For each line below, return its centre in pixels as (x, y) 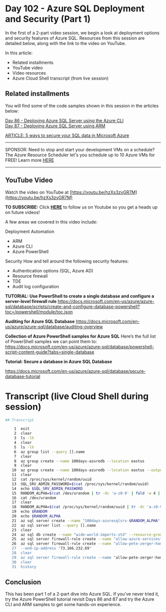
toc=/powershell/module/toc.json (39, 311)
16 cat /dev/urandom (34, 498)
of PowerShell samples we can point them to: (51, 341)
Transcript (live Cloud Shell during (77, 396)
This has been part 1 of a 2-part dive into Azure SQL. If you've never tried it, (82, 594)
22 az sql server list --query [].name (54, 525)
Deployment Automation (30, 231)
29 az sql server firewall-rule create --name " (64, 557)
